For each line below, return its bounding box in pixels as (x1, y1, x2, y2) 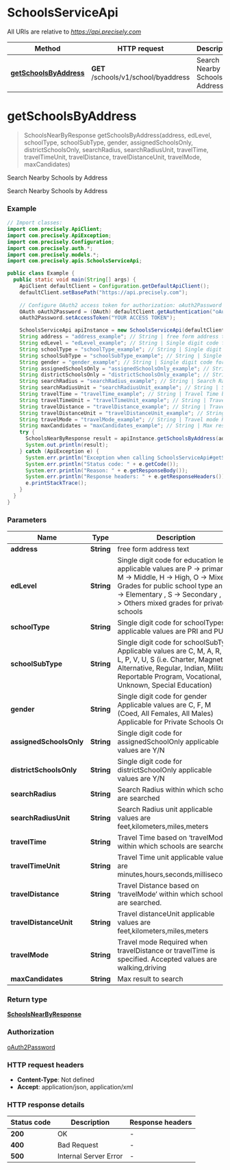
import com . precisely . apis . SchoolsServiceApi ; (7, 258, 142, 264)
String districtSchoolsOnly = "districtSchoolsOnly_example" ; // (19, 371, 210, 378)
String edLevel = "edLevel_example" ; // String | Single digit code (19, 340, 219, 347)
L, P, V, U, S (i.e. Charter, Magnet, (117, 655, 225, 664)
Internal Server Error (57, 1152, 123, 1161)
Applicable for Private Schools (117, 717, 215, 727)
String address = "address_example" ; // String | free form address (19, 334, 219, 340)
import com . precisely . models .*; (7, 251, 99, 258)
